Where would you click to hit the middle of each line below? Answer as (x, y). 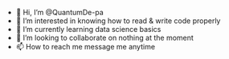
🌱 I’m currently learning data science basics (88, 29)
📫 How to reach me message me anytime (85, 47)
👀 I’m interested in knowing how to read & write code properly (118, 21)
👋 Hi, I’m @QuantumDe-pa (60, 12)
